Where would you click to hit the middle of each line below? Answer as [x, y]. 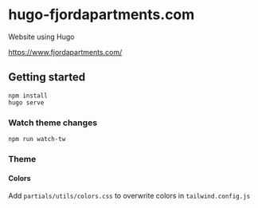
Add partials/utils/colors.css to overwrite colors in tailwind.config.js [129, 196]
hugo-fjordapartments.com [102, 15]
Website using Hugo [41, 37]
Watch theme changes [53, 123]
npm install [28, 96]
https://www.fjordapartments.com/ [65, 52]
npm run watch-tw [37, 139]
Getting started [47, 77]
